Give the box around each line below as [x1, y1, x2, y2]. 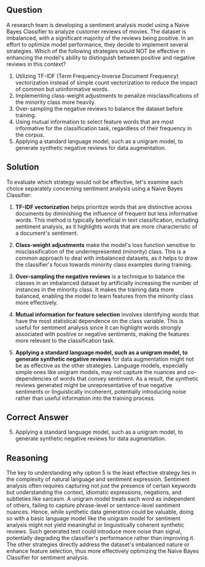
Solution [6, 162, 39, 173]
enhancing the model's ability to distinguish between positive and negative [6, 53, 195, 61]
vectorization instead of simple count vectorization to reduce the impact [15, 79, 198, 86]
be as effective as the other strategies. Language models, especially [15, 362, 188, 369]
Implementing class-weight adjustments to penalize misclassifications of [15, 92, 199, 99]
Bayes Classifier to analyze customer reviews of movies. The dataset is [6, 28, 187, 35]
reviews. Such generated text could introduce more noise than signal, [6, 528, 182, 535]
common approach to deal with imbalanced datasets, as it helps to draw [15, 254, 198, 262]
